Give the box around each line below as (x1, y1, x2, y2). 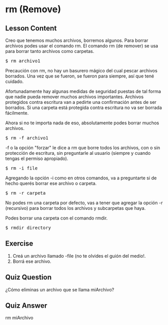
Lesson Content (5, 24, 57, 33)
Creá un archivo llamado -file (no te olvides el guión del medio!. (12, 253, 146, 259)
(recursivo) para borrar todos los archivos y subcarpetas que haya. (5, 205, 146, 211)
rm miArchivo (5, 315, 34, 321)
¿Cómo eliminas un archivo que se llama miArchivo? (5, 286, 115, 292)
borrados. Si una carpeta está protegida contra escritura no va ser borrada (5, 104, 162, 111)
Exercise (5, 239, 34, 248)
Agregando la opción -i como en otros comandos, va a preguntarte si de (5, 175, 157, 181)
